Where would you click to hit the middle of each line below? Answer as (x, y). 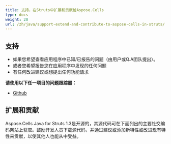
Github (20, 93)
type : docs (17, 15)
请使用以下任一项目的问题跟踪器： (41, 83)
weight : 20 (17, 19)
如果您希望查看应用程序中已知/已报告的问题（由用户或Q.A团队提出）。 (85, 60)
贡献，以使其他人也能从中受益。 (48, 136)
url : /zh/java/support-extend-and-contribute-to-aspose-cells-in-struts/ (85, 24)
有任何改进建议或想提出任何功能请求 (51, 72)
